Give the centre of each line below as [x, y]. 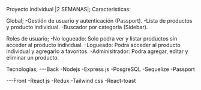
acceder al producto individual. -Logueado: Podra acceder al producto [94, 45]
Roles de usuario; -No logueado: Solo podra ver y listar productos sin [92, 38]
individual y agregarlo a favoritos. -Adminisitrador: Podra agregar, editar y [97, 51]
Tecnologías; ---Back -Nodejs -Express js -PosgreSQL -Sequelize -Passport [100, 69]
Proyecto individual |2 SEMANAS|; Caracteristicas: [68, 9]
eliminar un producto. [33, 58]
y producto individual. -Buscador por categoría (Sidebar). [77, 27]
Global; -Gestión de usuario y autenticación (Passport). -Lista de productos [99, 21]
